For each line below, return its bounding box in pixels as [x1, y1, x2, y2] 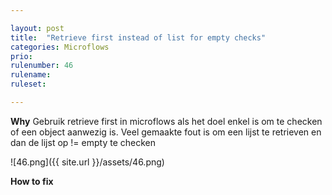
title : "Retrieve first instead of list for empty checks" [10, 32, 267, 43]
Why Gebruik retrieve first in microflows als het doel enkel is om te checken [10, 115, 323, 127]
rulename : [10, 70, 52, 80]
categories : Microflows [10, 42, 110, 52]
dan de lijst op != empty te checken [10, 136, 156, 148]
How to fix [10, 175, 54, 187]
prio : [10, 51, 33, 61]
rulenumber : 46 [10, 61, 74, 71]
